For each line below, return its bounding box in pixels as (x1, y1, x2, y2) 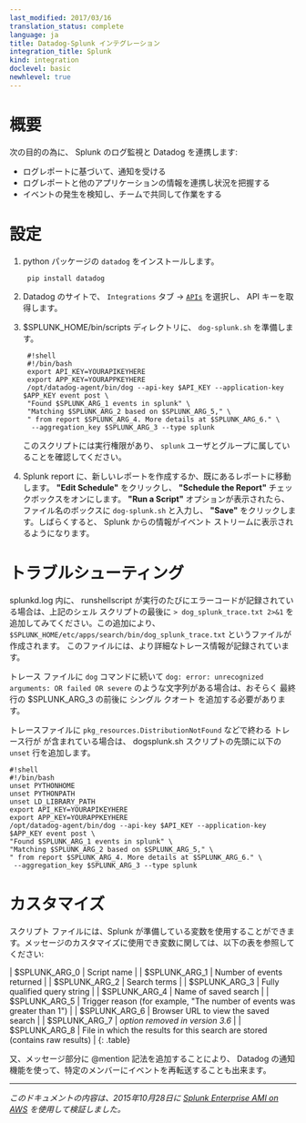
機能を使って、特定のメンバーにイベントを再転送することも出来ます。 (9, 1064, 271, 1075)
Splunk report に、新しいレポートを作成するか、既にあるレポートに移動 (22, 470, 291, 481)
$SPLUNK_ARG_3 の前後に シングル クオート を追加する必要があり (26, 693, 278, 704)
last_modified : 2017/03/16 (9, 13, 112, 23)
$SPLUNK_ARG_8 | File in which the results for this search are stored (9, 1025, 268, 1036)
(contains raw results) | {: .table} (9, 1034, 130, 1045)
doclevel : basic (9, 65, 71, 74)
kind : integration (9, 56, 79, 65)
